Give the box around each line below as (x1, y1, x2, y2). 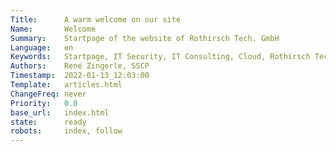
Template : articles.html (10, 80, 123, 90)
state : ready (10, 117, 87, 127)
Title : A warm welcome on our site (10, 14, 182, 25)
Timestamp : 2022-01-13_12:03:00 (10, 71, 150, 81)
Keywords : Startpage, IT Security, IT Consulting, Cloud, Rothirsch (10, 52, 311, 62)
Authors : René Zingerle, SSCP (10, 61, 150, 71)
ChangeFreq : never (10, 89, 87, 99)
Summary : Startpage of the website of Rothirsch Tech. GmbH (10, 33, 280, 43)
